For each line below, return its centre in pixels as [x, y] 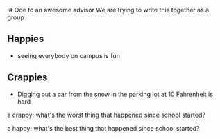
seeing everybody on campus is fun [68, 55]
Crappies [27, 78]
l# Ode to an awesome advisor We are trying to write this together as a [108, 10]
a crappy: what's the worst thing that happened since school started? [107, 115]
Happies [26, 39]
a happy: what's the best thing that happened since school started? [103, 128]
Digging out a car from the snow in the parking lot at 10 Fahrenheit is [115, 94]
